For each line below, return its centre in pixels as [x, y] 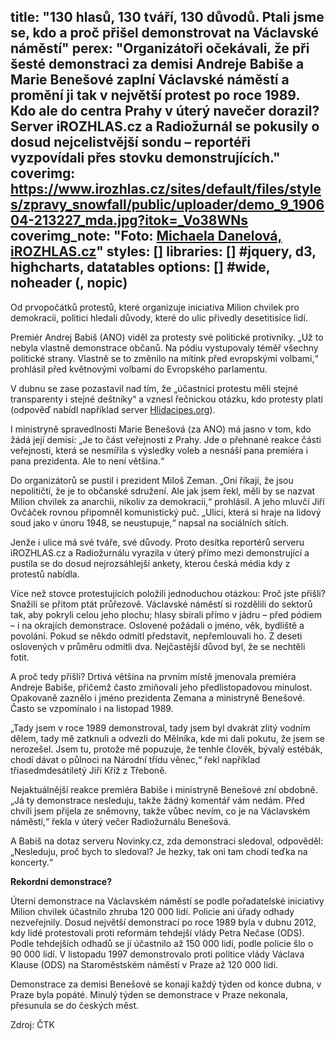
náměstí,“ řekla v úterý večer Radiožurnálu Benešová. [121, 821]
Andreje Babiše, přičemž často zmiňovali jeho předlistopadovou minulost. [161, 687]
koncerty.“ [31, 862]
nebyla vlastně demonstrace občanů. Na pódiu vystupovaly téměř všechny [164, 347]
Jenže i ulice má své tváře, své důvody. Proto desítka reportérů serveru [157, 542]
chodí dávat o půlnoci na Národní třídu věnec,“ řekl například [135, 759]
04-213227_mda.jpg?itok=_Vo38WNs [129, 220]
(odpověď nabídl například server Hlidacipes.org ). [113, 409]
